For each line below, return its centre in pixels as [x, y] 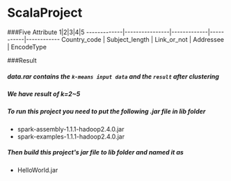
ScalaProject [45, 13]
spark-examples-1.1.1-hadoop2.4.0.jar [71, 136]
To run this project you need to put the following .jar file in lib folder [106, 111]
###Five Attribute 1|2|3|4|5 [46, 32]
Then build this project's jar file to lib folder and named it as [96, 152]
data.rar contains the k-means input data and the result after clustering [113, 76]
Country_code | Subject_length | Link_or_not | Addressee [143, 39]
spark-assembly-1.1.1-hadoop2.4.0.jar [71, 129]
